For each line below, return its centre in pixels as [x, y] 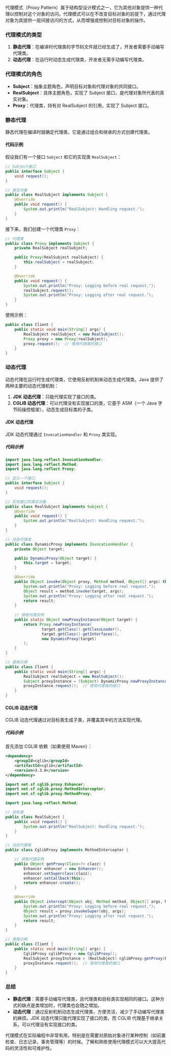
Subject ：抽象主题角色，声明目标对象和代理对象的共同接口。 [77, 86]
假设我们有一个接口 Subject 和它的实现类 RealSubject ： [63, 157]
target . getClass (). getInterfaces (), [80, 634]
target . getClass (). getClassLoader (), [82, 629]
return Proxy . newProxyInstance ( [58, 624]
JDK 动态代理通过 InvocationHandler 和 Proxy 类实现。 [62, 434]
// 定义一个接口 [20, 478]
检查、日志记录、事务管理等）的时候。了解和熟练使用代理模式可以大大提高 [83, 1042]
